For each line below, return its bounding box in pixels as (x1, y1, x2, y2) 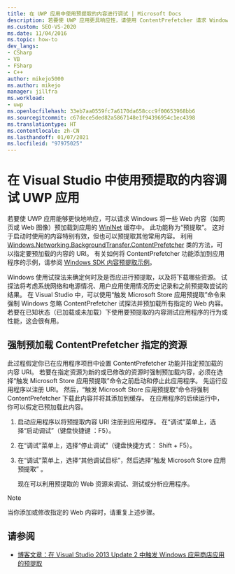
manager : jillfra (7, 88, 58, 95)
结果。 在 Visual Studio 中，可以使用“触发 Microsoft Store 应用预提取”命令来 (7, 291, 226, 299)
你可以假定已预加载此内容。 (7, 403, 87, 411)
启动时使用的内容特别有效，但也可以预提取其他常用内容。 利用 (13, 232, 193, 241)
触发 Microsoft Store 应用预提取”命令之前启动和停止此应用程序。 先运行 (16, 376, 222, 385)
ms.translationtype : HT (7, 120, 77, 128)
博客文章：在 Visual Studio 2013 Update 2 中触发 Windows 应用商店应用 (17, 550, 225, 559)
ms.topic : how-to (7, 36, 58, 43)
